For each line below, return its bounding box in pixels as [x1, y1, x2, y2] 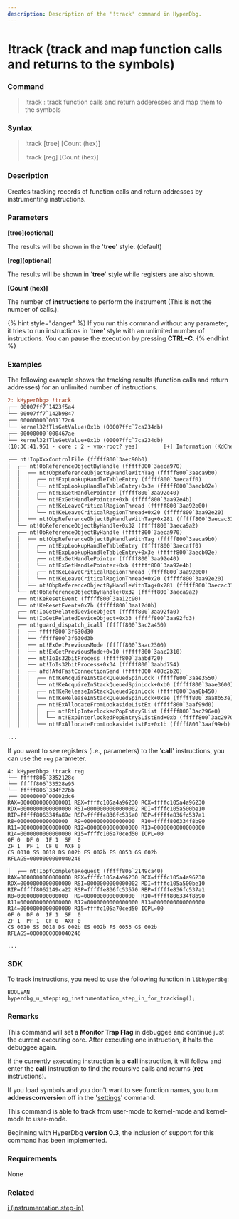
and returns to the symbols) [7, 56, 175, 72]
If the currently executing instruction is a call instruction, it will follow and [7, 1057, 222, 1065]
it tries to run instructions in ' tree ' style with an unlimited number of [7, 327, 205, 335]
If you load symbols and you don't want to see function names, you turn [7, 1085, 218, 1094]
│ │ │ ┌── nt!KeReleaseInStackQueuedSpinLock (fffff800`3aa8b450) [7, 688, 218, 695]
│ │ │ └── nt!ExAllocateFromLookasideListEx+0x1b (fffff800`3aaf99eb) [7, 721, 231, 728]
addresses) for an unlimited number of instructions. [7, 383, 158, 392]
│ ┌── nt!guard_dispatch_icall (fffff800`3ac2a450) [7, 622, 167, 629]
